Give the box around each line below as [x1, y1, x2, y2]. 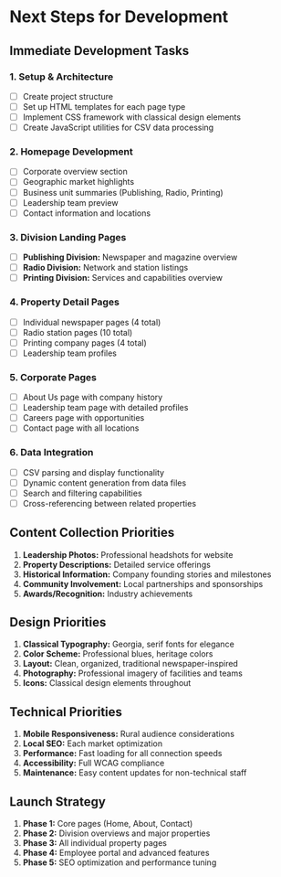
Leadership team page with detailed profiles [22, 402, 189, 413]
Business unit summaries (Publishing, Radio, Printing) [22, 187, 224, 198]
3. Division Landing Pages [9, 230, 127, 243]
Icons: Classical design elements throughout [22, 678, 192, 689]
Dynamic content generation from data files [22, 477, 187, 488]
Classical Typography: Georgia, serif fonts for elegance [22, 638, 234, 650]
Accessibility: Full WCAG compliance [22, 757, 165, 769]
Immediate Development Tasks [9, 43, 190, 59]
